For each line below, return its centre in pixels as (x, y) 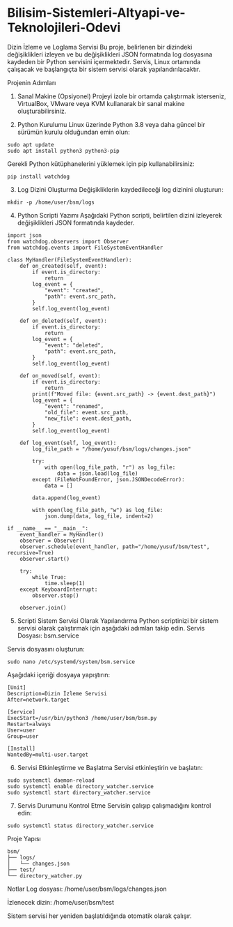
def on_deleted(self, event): (64, 321)
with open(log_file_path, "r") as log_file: (110, 467)
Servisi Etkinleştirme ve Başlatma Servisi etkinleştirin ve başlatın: (110, 767)
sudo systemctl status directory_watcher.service (81, 826)
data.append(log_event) (66, 498)
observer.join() (43, 608)
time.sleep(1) (65, 583)
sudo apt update (31, 144)
